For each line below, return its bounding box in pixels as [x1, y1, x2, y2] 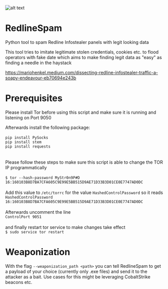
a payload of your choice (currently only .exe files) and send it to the [5, 268, 148, 274]
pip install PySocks [5, 135, 49, 140]
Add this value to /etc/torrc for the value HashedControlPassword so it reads [5, 189, 163, 196]
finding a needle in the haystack [5, 60, 72, 66]
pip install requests [5, 144, 51, 149]
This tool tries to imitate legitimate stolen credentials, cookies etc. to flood [5, 49, 159, 55]
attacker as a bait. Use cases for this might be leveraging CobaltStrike [5, 273, 150, 280]
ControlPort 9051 [5, 214, 42, 219]
